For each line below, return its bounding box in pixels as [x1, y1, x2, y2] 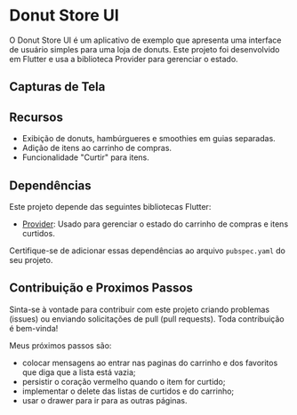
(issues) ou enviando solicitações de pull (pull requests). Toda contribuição [9, 313, 285, 324]
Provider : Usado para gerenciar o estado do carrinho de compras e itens [21, 219, 289, 229]
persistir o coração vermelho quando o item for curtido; [21, 376, 226, 387]
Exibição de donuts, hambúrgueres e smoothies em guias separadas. [21, 133, 276, 144]
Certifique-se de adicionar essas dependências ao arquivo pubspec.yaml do [9, 245, 286, 256]
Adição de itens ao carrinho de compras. [21, 143, 172, 154]
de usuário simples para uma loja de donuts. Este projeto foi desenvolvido [9, 44, 280, 54]
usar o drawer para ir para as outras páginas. [21, 395, 189, 405]
